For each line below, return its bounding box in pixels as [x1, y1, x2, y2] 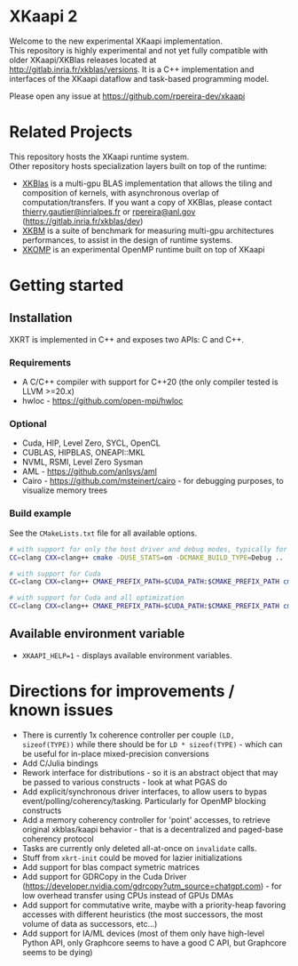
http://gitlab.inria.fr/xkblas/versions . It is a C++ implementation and [9, 64, 255, 75]
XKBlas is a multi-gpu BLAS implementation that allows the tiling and [21, 178, 273, 189]
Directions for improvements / [9, 681, 235, 702]
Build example [9, 507, 72, 519]
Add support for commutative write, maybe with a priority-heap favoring [21, 899, 286, 910]
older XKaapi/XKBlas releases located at [9, 54, 157, 65]
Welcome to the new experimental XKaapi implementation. [9, 36, 223, 46]
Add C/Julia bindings [21, 758, 99, 769]
